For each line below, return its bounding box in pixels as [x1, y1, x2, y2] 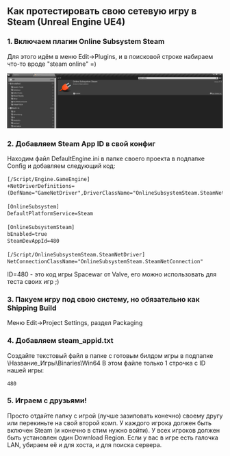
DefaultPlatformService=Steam [7, 210, 94, 217]
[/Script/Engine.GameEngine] [7, 176, 90, 182]
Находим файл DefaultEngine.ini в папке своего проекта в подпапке [7, 154, 205, 163]
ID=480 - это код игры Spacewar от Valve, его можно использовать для [7, 270, 217, 278]
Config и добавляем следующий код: [7, 161, 116, 170]
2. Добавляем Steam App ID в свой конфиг [7, 139, 156, 148]
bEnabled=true [7, 230, 48, 237]
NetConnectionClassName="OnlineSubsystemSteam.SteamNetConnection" [7, 258, 204, 265]
